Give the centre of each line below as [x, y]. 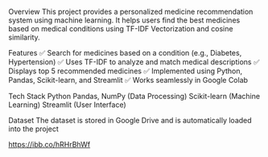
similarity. [24, 37]
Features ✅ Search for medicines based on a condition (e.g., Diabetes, [125, 53]
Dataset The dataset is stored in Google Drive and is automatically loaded [130, 120]
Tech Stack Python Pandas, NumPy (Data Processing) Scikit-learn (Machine [134, 96]
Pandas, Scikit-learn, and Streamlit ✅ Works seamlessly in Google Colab [128, 80]
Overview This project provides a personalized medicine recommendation [131, 12]
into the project [33, 129]
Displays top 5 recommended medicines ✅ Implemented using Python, [126, 71]
